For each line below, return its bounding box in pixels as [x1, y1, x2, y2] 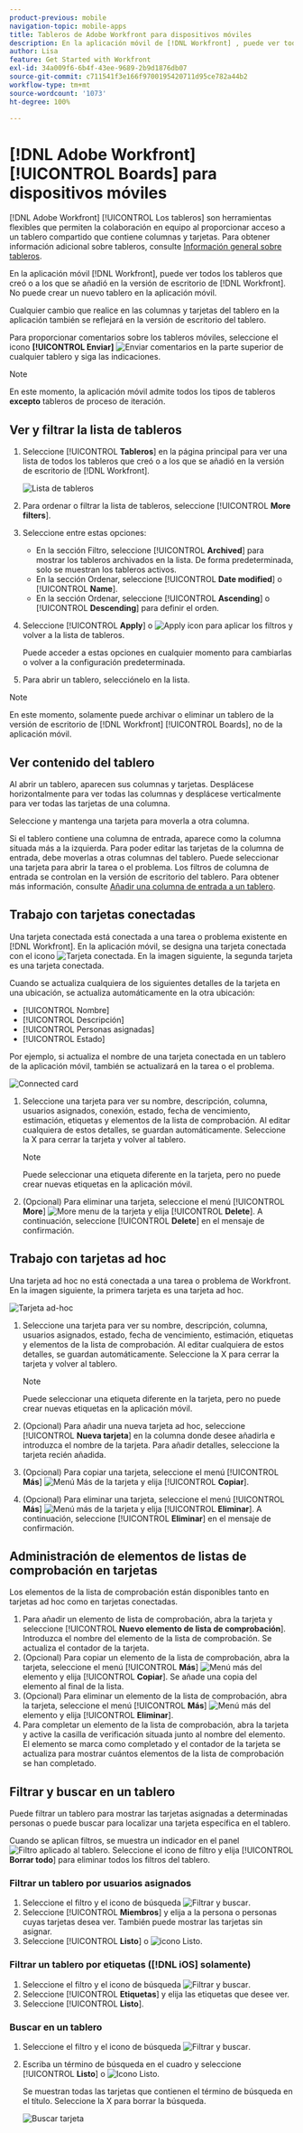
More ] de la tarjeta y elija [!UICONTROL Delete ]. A [22, 1206, 263, 1217]
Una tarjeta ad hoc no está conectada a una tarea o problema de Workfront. [9, 1275, 291, 1286]
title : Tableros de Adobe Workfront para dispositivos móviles [9, 30, 252, 39]
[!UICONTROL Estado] [22, 1033, 106, 1044]
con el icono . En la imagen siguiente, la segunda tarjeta [9, 950, 293, 961]
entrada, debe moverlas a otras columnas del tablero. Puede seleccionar [9, 851, 280, 863]
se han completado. [22, 1758, 96, 1769]
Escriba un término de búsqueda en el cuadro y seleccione [22, 2059, 242, 2070]
